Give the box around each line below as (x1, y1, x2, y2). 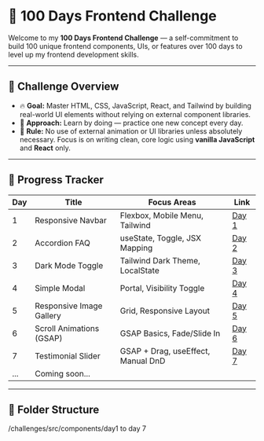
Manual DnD (119, 355, 166, 366)
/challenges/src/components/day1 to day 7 (8, 424, 147, 433)
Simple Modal (35, 282, 86, 293)
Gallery (35, 310, 61, 321)
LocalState (119, 265, 159, 276)
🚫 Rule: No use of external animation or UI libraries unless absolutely (19, 126, 243, 136)
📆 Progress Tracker (8, 173, 104, 187)
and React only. (19, 143, 71, 153)
